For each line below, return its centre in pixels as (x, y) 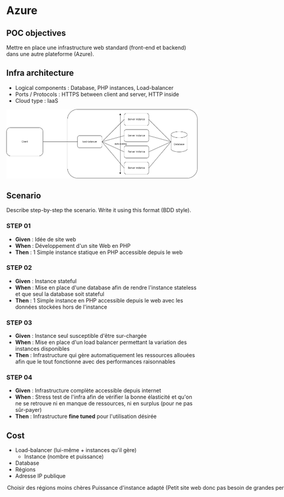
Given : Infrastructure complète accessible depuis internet (88, 391)
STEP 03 (19, 323)
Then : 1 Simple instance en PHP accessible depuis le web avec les (99, 300)
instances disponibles (42, 349)
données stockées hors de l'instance (61, 307)
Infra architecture (40, 73)
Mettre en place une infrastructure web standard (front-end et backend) (96, 47)
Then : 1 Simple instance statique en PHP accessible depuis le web (99, 252)
